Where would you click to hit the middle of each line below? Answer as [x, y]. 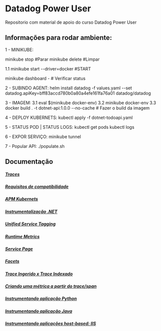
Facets [12, 261]
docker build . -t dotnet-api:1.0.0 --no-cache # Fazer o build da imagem [77, 108]
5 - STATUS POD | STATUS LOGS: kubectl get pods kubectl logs [70, 127]
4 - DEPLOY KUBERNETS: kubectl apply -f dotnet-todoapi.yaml [69, 117]
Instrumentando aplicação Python [41, 298]
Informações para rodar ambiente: [59, 38]
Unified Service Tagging [30, 224]
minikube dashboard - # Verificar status [45, 78]
